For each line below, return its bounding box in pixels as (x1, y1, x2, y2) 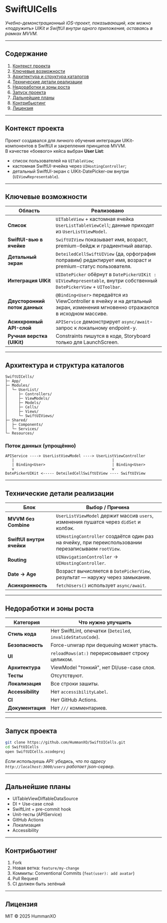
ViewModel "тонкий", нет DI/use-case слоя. (50, 664, 156, 671)
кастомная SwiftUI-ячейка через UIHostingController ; (12, 163, 127, 169)
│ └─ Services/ (5, 426, 39, 431)
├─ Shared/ (5, 418, 28, 423)
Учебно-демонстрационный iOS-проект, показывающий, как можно (5, 20, 151, 26)
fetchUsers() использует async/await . (56, 582, 147, 589)
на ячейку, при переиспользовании (56, 539, 142, 546)
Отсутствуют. (50, 672, 83, 679)
